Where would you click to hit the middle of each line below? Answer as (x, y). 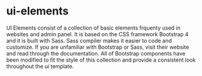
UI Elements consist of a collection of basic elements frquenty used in (93, 28)
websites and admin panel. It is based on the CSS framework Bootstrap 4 (97, 34)
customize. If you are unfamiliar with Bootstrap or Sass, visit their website (98, 47)
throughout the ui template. (40, 66)
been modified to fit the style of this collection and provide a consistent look (101, 60)
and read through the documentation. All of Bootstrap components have (96, 53)
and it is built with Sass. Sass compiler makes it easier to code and (89, 40)
